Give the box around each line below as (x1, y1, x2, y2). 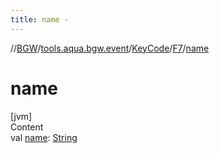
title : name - (10, 14, 70, 25)
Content (10, 121, 44, 133)
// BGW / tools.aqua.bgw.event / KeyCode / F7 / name (10, 42, 210, 54)
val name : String (10, 131, 78, 143)
